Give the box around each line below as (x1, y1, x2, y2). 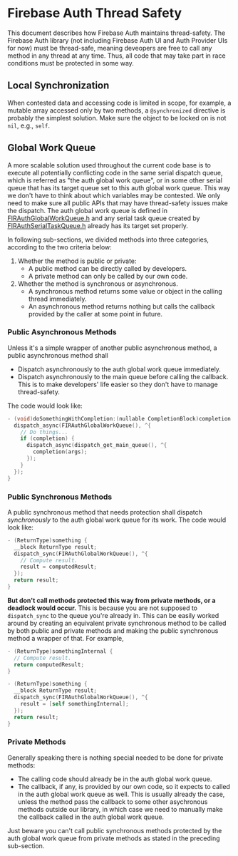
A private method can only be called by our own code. (28, 272, 188, 280)
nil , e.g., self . (7, 121, 50, 130)
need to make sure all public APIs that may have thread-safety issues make (7, 198, 228, 207)
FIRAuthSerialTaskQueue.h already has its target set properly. (7, 221, 189, 230)
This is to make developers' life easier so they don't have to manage (17, 380, 219, 388)
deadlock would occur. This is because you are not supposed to (7, 604, 198, 612)
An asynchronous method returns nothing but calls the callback (28, 301, 215, 311)
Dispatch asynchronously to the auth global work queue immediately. (17, 365, 221, 373)
